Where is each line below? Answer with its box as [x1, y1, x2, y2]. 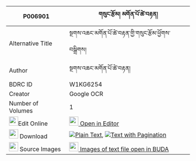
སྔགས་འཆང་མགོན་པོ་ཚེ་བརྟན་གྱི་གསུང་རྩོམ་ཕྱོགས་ [69, 29, 171, 37]
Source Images [19, 145, 61, 153]
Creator [9, 90, 30, 98]
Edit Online [18, 119, 48, 128]
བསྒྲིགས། [69, 46, 87, 53]
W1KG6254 [69, 80, 103, 88]
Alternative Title [9, 39, 52, 47]
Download [19, 132, 48, 140]
